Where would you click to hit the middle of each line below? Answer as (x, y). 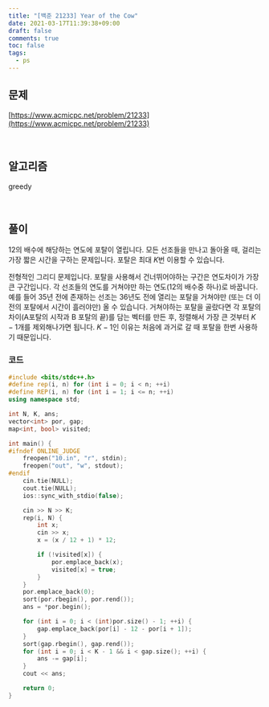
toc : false (26, 46)
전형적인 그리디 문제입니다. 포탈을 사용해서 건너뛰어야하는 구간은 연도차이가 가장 (134, 277)
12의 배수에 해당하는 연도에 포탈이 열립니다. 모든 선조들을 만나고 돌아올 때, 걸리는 (135, 250)
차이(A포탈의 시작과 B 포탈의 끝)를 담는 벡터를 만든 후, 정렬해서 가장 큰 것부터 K (132, 317)
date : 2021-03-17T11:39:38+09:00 (64, 23)
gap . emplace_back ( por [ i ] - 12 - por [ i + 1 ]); (115, 629)
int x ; (48, 525)
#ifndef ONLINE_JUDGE (45, 451)
